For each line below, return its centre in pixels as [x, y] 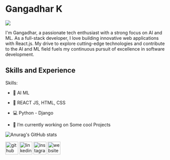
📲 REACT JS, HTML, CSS [39, 102]
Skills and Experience [40, 70]
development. [20, 54]
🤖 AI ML [21, 93]
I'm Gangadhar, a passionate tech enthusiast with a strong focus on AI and [84, 32]
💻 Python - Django [33, 112]
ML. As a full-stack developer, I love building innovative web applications [82, 38]
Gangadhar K [34, 9]
